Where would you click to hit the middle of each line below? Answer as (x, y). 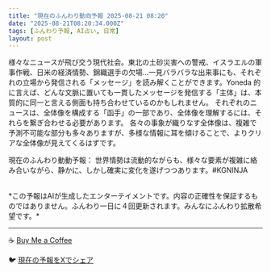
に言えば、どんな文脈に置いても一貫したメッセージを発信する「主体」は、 (132, 93)
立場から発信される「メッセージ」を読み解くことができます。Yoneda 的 (141, 82)
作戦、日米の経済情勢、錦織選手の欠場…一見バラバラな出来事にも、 (127, 73)
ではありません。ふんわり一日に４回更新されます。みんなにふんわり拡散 (135, 206)
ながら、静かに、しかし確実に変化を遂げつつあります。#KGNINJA (139, 170)
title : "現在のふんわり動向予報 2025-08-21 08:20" (88, 16)
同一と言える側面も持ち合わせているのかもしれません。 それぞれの (140, 103)
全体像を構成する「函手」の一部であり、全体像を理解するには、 (149, 113)
